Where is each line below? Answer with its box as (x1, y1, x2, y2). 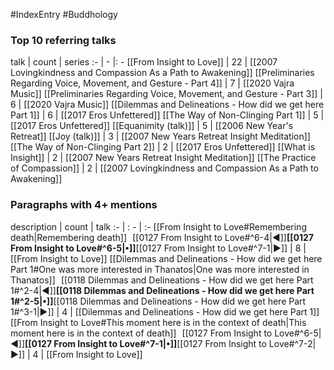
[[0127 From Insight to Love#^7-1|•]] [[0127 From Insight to (24, 337, 267, 349)
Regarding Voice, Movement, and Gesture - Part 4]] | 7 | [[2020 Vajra (10, 77, 295, 89)
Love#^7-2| (268, 337, 317, 349)
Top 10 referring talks (10, 33, 117, 47)
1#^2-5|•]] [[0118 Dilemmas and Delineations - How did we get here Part (10, 295, 307, 307)
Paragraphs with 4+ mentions (10, 198, 158, 212)
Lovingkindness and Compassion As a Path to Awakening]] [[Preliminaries (10, 67, 315, 79)
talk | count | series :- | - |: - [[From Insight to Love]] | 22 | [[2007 (10, 56, 278, 68)
